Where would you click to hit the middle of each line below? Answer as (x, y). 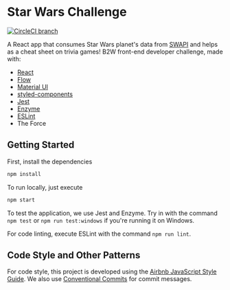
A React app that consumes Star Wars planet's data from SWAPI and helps (113, 44)
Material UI (33, 87)
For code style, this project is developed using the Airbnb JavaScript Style (112, 271)
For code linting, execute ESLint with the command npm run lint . (99, 234)
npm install (24, 174)
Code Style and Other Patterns (74, 255)
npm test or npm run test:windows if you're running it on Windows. (101, 220)
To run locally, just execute (45, 187)
